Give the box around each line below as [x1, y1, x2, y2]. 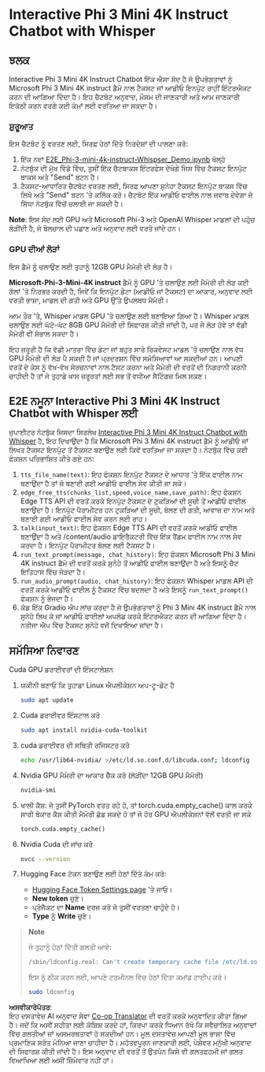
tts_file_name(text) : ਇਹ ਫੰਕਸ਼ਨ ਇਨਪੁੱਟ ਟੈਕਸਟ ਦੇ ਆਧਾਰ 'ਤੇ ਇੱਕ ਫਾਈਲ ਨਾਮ [20, 470, 243, 480]
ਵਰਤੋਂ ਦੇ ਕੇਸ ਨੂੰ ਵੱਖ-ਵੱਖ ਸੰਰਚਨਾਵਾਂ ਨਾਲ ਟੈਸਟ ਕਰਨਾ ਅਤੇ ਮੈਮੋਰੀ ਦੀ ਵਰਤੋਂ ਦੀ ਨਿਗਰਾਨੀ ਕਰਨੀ [9, 362, 247, 372]
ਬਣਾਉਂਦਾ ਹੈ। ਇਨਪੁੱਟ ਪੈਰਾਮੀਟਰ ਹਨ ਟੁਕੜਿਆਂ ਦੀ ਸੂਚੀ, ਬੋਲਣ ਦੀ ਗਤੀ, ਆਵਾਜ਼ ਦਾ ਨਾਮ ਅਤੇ [20, 506, 256, 515]
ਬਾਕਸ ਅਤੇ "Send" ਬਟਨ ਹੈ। [20, 172, 100, 182]
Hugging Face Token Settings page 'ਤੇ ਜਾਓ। [31, 885, 173, 895]
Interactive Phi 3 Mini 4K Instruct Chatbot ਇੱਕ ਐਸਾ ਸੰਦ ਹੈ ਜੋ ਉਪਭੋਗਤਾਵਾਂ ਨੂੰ [9, 75, 233, 83]
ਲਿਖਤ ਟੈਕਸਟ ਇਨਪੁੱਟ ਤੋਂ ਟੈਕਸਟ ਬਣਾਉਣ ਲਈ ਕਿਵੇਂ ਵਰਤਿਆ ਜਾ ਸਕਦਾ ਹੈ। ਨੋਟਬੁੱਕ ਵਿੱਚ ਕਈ [9, 445, 248, 454]
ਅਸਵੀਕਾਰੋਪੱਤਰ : [9, 1003, 53, 1012]
